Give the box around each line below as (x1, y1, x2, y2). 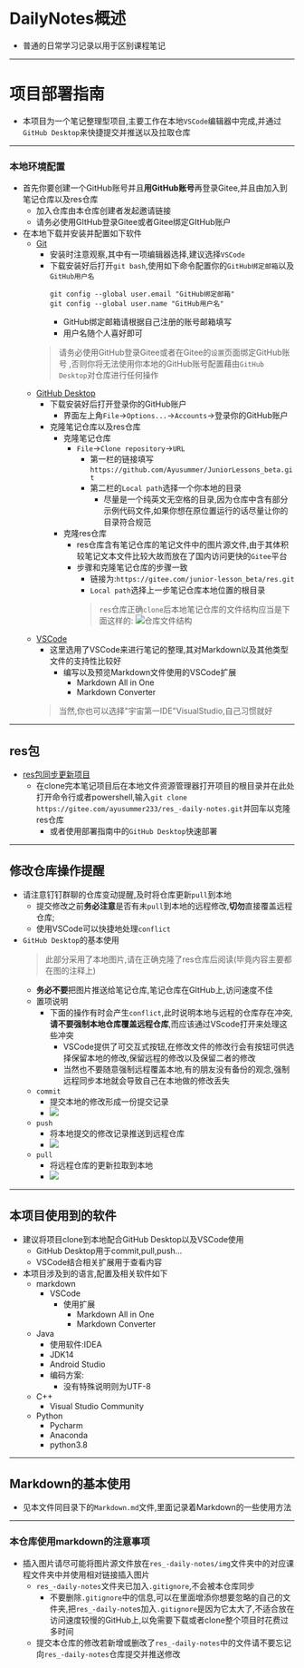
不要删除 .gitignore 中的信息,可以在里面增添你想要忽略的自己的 (49, 1592, 283, 1603)
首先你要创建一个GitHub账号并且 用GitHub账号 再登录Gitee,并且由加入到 (22, 182, 288, 193)
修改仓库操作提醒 (9, 863, 105, 878)
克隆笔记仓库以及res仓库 (49, 421, 141, 432)
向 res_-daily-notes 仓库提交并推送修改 (35, 1648, 181, 1659)
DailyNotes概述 (9, 8, 127, 29)
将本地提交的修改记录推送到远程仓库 (49, 1127, 185, 1139)
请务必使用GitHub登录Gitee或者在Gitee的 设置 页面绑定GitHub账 (58, 347, 290, 358)
